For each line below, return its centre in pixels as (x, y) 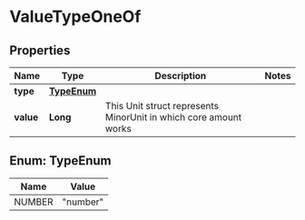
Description (181, 76)
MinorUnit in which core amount (173, 117)
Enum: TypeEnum (60, 161)
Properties (40, 50)
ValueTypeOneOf (75, 17)
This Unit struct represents (162, 106)
